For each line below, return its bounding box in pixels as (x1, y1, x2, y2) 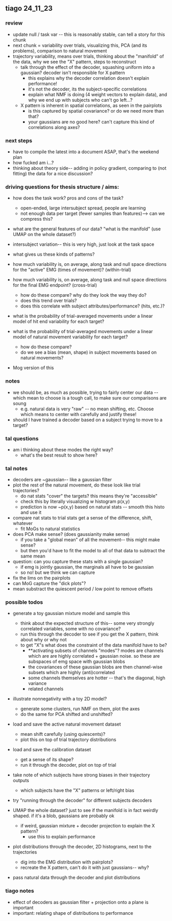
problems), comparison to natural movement (12, 47, 107, 53)
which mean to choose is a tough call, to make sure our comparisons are (12, 394, 167, 401)
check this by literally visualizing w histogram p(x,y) (20, 498, 130, 504)
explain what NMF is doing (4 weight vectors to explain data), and (28, 91, 167, 97)
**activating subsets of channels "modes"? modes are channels (28, 647, 164, 654)
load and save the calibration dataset (12, 747, 91, 753)
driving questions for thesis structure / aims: (5, 183, 119, 190)
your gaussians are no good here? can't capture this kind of (28, 118, 155, 125)
